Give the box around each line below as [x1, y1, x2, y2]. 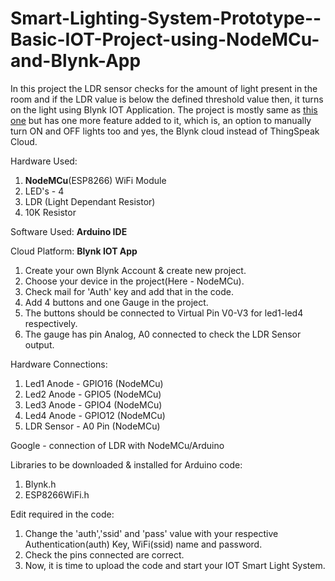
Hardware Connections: [10, 358, 108, 370]
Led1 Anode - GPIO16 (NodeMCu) [24, 377, 164, 389]
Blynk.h [24, 478, 57, 490]
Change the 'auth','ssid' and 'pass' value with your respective [24, 527, 279, 539]
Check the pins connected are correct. [24, 548, 185, 561]
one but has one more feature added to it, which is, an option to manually [10, 114, 312, 126]
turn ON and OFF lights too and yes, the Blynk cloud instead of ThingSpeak [10, 125, 320, 137]
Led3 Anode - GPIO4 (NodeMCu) [24, 398, 163, 411]
